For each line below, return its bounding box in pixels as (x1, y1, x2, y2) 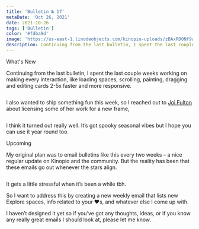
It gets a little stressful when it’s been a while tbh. (6, 180, 126, 187)
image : (6, 36, 23, 42)
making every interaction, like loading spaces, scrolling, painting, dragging (6, 75, 188, 83)
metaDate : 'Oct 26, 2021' (6, 14, 70, 20)
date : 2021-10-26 (6, 20, 49, 26)
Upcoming (6, 139, 31, 147)
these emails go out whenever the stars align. (6, 164, 117, 171)
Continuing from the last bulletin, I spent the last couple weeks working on (6, 69, 188, 77)
